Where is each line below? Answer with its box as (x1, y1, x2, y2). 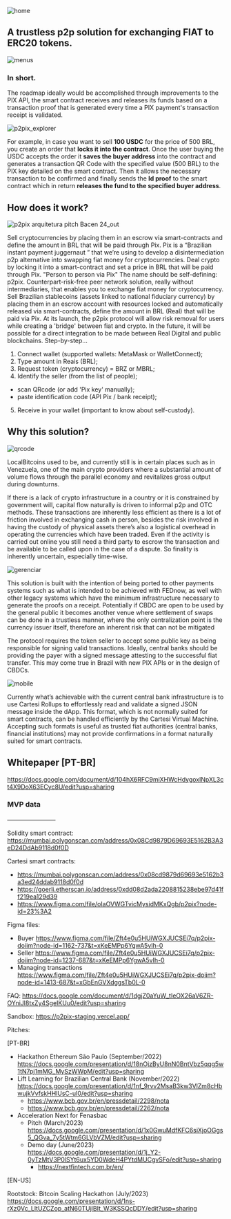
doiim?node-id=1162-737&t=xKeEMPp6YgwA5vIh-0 (17, 941, 163, 949)
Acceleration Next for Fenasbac (17, 1111, 108, 1119)
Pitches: (7, 1025, 30, 1034)
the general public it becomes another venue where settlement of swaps (7, 608, 214, 616)
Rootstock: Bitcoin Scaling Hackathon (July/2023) (7, 1189, 149, 1198)
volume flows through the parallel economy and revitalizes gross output (7, 473, 211, 481)
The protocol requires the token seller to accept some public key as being (7, 636, 217, 645)
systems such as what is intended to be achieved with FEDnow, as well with (7, 586, 222, 594)
